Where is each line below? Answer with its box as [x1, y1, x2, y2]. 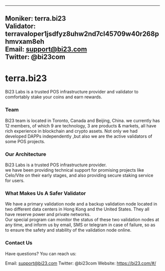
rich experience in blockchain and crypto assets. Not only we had [5, 128, 137, 134]
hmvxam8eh [5, 37, 45, 46]
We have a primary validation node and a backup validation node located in [5, 201, 158, 207]
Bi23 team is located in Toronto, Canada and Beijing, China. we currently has [5, 118, 161, 123]
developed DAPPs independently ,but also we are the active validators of [5, 133, 153, 139]
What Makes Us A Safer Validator [5, 190, 86, 197]
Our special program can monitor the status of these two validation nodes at [5, 217, 160, 223]
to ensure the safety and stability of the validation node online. [5, 227, 132, 233]
